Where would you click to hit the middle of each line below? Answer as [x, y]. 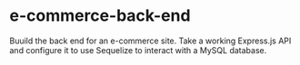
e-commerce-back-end [100, 16]
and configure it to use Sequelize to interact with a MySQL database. [138, 50]
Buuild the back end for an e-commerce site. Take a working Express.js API [150, 41]
